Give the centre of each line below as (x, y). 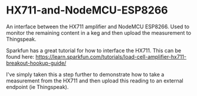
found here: (20, 57)
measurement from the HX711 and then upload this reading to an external (95, 81)
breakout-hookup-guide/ (36, 63)
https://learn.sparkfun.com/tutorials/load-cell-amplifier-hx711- (111, 57)
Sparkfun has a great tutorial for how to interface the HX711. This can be (94, 50)
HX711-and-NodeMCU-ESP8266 (87, 10)
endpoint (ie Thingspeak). (37, 87)
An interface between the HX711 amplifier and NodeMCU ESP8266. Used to (98, 27)
